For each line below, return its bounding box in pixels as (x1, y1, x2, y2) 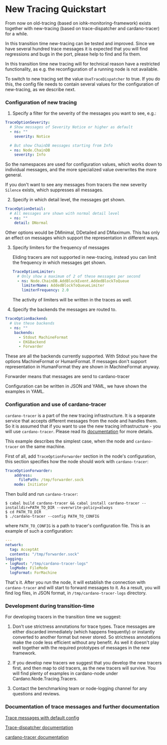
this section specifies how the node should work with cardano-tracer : (5, 458, 149, 464)
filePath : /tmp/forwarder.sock (18, 477, 84, 483)
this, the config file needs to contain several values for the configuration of (5, 81, 159, 87)
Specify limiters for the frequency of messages (12, 244, 109, 250)
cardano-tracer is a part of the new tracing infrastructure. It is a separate (5, 412, 155, 419)
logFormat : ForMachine (9, 570, 57, 575)
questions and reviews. (12, 691, 60, 697)
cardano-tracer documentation (5, 734, 69, 740)
